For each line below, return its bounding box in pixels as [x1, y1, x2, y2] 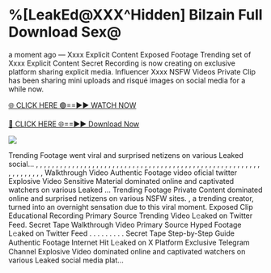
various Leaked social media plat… [8, 255, 124, 265]
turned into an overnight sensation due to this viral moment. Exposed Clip [8, 202, 253, 211]
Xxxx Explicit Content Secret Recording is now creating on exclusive [8, 58, 236, 68]
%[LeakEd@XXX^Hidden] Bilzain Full [8, 6, 263, 24]
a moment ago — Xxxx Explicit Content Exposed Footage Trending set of [8, 49, 252, 59]
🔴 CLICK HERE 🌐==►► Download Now [8, 119, 140, 129]
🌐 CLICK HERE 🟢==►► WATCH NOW [8, 100, 137, 110]
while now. [8, 83, 44, 94]
